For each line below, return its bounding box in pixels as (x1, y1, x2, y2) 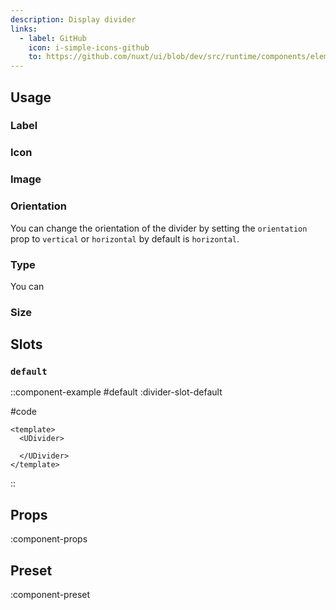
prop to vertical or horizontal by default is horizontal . (10, 232, 240, 245)
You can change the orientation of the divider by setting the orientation (10, 222, 308, 234)
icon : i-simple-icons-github (28, 42, 150, 53)
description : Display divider (10, 14, 137, 25)
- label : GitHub (19, 33, 87, 43)
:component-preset (10, 589, 91, 601)
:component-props (10, 533, 88, 545)
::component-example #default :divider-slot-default (10, 386, 223, 398)
